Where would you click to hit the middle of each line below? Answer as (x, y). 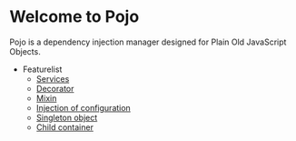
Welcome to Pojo (74, 17)
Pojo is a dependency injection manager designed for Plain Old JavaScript (148, 42)
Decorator (55, 88)
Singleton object (67, 117)
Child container (64, 127)
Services (53, 78)
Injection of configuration (84, 107)
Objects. (25, 51)
